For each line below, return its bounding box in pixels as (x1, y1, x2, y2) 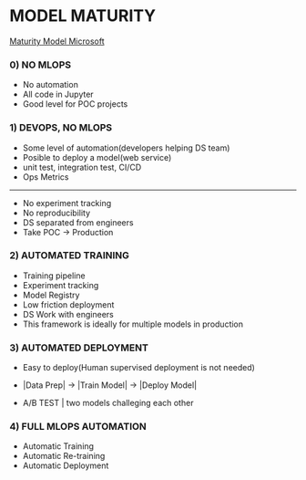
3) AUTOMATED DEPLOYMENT (9, 341, 148, 354)
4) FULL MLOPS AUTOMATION (9, 421, 148, 433)
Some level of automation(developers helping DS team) (22, 142, 230, 153)
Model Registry (22, 289, 80, 300)
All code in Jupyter (22, 89, 94, 100)
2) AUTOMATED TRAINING (9, 249, 130, 262)
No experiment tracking (22, 197, 112, 208)
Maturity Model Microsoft (9, 36, 105, 47)
